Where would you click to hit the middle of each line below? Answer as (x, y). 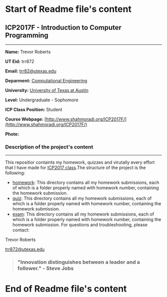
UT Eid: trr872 (20, 61)
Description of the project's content (49, 147)
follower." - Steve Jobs (45, 268)
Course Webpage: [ (26, 119)
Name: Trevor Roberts (28, 52)
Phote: (12, 134)
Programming (27, 35)
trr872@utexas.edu (25, 249)
